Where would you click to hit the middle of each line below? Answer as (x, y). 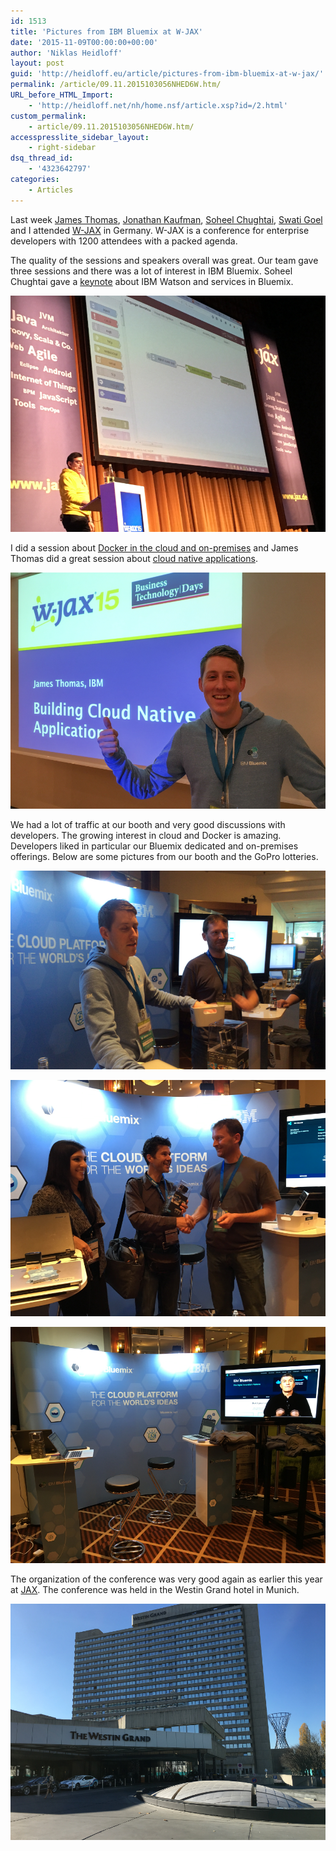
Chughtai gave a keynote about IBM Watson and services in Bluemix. (152, 281)
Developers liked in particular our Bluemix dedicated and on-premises (154, 846)
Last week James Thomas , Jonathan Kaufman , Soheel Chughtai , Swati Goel (166, 219)
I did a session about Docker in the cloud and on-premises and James (154, 547)
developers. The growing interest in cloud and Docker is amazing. (146, 835)
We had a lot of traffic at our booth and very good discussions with (148, 824)
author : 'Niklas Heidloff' (66, 53)
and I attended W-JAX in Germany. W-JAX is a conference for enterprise (160, 230)
